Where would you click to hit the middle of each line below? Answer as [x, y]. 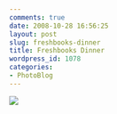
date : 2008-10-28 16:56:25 [59, 26]
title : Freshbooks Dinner [57, 51]
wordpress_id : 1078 [45, 59]
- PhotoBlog [31, 76]
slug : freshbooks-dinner [55, 42]
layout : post [33, 34]
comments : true [37, 17]
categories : [31, 68]
